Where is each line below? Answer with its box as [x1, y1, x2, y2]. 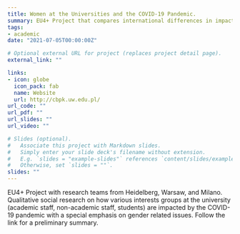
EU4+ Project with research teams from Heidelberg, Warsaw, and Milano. [7, 188, 223, 196]
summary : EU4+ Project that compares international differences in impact [7, 17, 235, 24]
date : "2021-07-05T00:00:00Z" [7, 37, 98, 44]
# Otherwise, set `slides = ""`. [7, 162, 114, 169]
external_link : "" [7, 56, 62, 64]
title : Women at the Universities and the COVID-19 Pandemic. [7, 10, 196, 18]
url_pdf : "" [7, 109, 43, 116]
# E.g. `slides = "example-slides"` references [7, 155, 159, 163]
